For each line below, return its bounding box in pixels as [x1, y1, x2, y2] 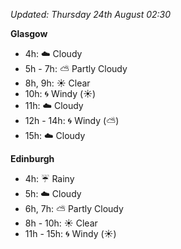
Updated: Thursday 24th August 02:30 [10, 9, 172, 20]
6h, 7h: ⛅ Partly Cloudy [24, 203, 124, 214]
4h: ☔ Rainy [24, 173, 75, 184]
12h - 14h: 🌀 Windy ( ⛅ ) [24, 115, 120, 126]
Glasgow [10, 28, 48, 39]
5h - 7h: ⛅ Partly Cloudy [24, 63, 128, 74]
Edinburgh [10, 153, 55, 164]
